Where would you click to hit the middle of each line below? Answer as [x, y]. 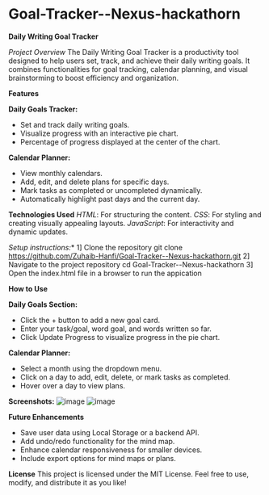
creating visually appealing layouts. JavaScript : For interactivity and [121, 223]
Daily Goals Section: [43, 304]
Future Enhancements [46, 417]
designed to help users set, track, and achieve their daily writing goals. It [129, 61]
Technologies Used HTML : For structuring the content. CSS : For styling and [135, 214]
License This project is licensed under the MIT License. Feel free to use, [128, 474]
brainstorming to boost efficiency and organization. [94, 78]
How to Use [28, 288]
